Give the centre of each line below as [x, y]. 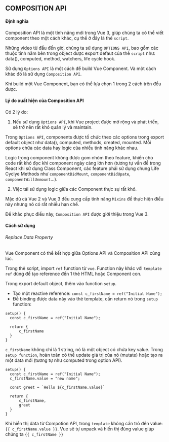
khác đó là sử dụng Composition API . [44, 74]
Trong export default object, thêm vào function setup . [61, 283]
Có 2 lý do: [17, 112]
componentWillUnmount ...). [31, 179]
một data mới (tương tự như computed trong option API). [64, 360]
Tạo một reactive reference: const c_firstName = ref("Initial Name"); [88, 293]
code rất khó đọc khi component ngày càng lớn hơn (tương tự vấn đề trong [83, 163]
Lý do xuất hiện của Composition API [45, 100]
